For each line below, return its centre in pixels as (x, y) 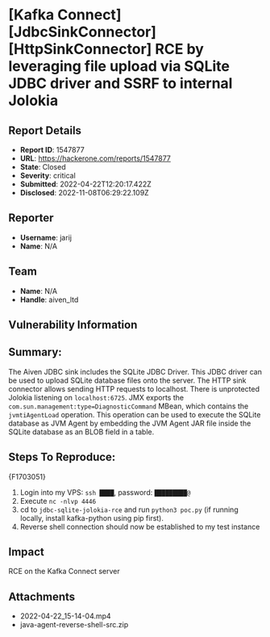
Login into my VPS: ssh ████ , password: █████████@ (105, 492)
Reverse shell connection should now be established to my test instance (140, 526)
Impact (26, 552)
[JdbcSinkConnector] (83, 32)
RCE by (179, 49)
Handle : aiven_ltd (49, 300)
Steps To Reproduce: (62, 457)
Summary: (35, 352)
